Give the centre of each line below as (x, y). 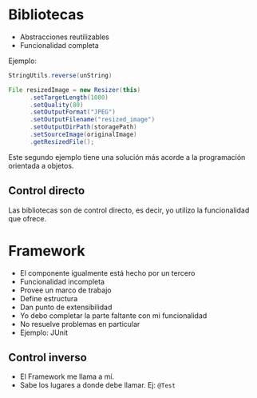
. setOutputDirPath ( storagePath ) (83, 127)
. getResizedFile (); (61, 141)
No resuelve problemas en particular (80, 324)
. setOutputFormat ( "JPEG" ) (72, 112)
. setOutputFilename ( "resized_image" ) (92, 120)
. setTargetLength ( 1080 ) (69, 98)
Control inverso (48, 357)
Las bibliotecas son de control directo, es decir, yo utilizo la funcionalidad (129, 210)
